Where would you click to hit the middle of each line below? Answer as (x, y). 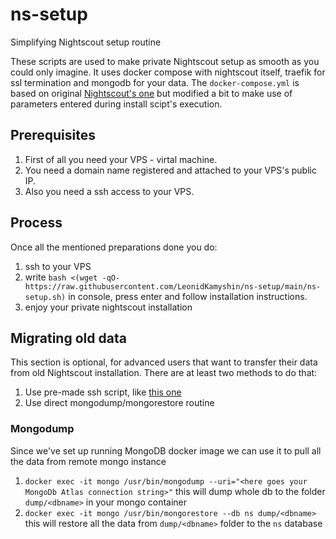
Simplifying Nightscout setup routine (86, 42)
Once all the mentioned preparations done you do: (114, 247)
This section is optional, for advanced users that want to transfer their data (164, 362)
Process (36, 223)
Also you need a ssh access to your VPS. (109, 191)
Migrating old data (68, 338)
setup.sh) (45, 297)
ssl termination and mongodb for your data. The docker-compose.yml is (155, 82)
